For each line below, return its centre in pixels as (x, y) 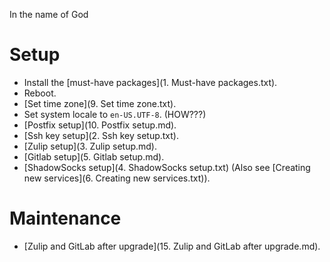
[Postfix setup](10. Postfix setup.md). (100, 125)
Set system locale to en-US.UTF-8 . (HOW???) (115, 114)
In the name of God (49, 14)
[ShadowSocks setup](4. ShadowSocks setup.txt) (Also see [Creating (167, 167)
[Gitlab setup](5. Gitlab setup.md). (94, 156)
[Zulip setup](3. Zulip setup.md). (90, 146)
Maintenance (65, 218)
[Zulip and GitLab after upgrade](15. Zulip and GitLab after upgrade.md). (172, 246)
